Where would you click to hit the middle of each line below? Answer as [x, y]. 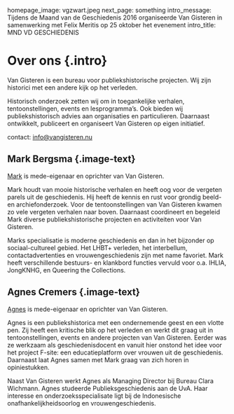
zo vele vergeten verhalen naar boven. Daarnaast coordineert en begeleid [114, 212]
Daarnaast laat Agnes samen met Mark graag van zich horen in [98, 359]
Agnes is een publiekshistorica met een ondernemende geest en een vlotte [116, 322]
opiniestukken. [28, 367]
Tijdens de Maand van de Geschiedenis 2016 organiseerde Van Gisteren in [115, 18]
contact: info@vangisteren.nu [50, 137]
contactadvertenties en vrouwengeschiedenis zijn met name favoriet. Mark [116, 255]
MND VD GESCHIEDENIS [43, 32]
